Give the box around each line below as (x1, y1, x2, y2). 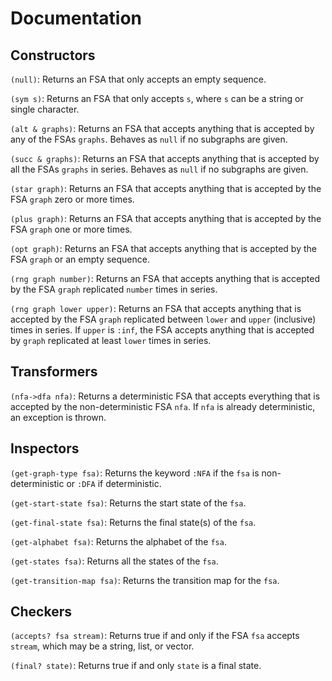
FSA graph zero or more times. (10, 193, 135, 205)
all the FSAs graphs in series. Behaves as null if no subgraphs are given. (10, 163, 309, 175)
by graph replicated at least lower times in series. (10, 335, 212, 346)
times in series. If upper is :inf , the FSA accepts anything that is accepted (10, 324, 315, 336)
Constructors (10, 47, 96, 64)
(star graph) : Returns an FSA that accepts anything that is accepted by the (10, 183, 322, 194)
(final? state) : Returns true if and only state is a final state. (10, 660, 262, 672)
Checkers (10, 603, 73, 621)
